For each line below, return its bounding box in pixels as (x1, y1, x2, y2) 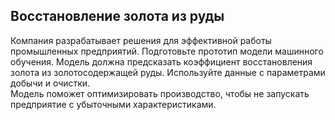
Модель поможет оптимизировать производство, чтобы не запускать (10, 87, 310, 99)
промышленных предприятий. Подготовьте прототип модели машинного (10, 45, 324, 57)
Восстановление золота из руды (10, 8, 225, 25)
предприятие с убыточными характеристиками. (10, 98, 217, 110)
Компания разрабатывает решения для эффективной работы (10, 34, 272, 46)
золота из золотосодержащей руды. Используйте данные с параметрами (10, 66, 326, 78)
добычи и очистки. (10, 77, 91, 89)
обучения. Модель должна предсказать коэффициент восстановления (10, 55, 313, 68)
